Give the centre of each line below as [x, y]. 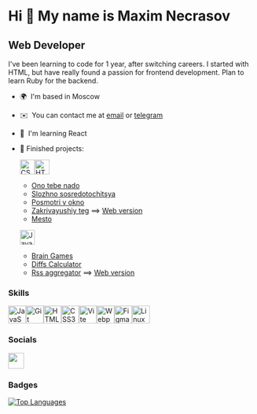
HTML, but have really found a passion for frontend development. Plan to [126, 72]
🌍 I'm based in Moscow [60, 96]
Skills [19, 293]
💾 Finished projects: [52, 148]
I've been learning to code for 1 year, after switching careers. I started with [128, 64]
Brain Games [52, 256]
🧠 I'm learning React [53, 133]
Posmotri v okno [58, 202]
